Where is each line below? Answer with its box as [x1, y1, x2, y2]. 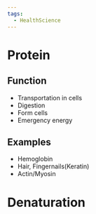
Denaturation [7, 194, 85, 210]
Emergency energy [17, 116, 73, 124]
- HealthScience [13, 17, 61, 24]
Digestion [17, 101, 46, 109]
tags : [7, 10, 23, 18]
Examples [7, 136, 51, 148]
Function [7, 75, 47, 87]
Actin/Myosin [17, 170, 56, 178]
